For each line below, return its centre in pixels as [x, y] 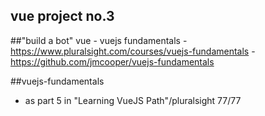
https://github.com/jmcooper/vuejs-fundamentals [112, 61]
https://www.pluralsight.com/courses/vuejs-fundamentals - [133, 51]
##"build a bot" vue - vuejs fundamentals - [99, 40]
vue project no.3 [62, 16]
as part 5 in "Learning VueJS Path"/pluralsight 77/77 [133, 100]
